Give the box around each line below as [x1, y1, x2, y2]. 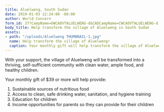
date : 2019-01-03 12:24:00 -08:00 [5, 12, 76, 17]
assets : [5, 30, 21, 35]
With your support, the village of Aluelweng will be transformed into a [5, 56, 145, 62]
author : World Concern [5, 16, 51, 21]
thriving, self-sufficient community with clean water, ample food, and [5, 62, 144, 68]
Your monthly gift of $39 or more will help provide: [5, 76, 106, 82]
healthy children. [5, 67, 39, 73]
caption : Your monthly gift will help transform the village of [9, 43, 143, 48]
